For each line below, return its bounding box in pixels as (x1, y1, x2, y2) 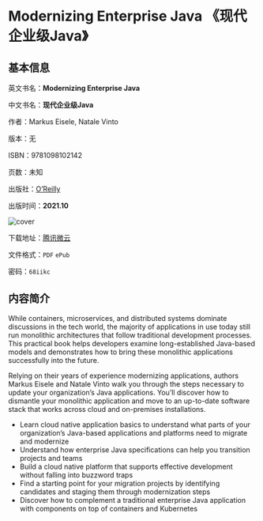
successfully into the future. (8, 355, 100, 364)
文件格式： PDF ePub (8, 250, 70, 259)
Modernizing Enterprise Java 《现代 (8, 7, 247, 25)
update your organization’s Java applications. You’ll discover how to (8, 387, 229, 397)
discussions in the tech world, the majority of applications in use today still (8, 322, 251, 331)
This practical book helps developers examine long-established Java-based (8, 338, 255, 348)
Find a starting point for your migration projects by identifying (19, 478, 220, 488)
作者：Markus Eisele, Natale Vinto (8, 117, 118, 126)
